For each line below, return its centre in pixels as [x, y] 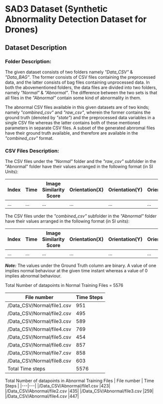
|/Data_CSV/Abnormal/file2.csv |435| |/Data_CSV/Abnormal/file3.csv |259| [79, 391]
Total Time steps [26, 369]
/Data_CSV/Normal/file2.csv [40, 314]
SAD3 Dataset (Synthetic [57, 9]
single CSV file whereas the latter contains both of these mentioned [73, 123]
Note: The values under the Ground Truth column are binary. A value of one [81, 265]
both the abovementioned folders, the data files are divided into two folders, [81, 87]
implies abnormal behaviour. [33, 276]
